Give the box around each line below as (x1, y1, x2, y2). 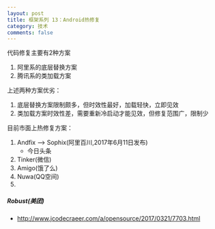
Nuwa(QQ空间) (16, 172, 59, 181)
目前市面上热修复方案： (7, 124, 73, 132)
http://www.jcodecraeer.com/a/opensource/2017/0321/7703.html (16, 215, 201, 223)
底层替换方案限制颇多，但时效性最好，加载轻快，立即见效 (16, 100, 179, 109)
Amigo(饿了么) (16, 164, 58, 172)
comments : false (7, 29, 53, 36)
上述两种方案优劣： (7, 86, 61, 94)
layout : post (7, 10, 44, 17)
